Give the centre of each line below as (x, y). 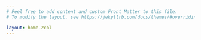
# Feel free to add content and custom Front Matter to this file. (92, 11)
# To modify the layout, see (42, 17)
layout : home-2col (29, 28)
